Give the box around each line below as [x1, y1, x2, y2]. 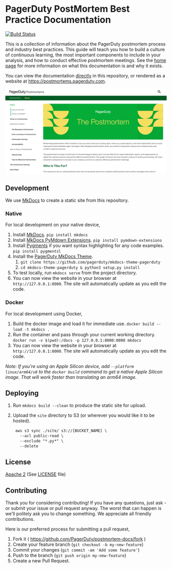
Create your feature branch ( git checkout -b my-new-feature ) [12, 541, 144, 547]
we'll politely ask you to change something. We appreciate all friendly [5, 511, 152, 517]
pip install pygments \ [12, 248, 61, 254]
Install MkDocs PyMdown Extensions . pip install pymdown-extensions [12, 237, 162, 243]
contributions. [5, 516, 35, 522]
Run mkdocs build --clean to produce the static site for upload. [12, 402, 146, 409]
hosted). [12, 418, 31, 424]
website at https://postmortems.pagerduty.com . [5, 78, 106, 84]
